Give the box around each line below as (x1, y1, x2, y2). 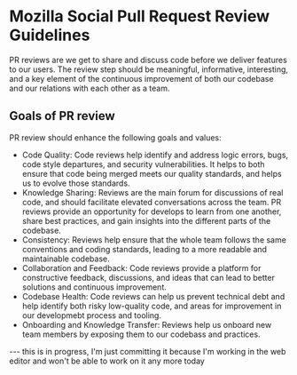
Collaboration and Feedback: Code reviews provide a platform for (21, 262, 262, 273)
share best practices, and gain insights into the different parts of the (21, 215, 271, 226)
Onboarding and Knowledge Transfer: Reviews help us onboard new (21, 319, 272, 330)
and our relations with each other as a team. (9, 83, 170, 93)
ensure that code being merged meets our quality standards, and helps (21, 168, 282, 179)
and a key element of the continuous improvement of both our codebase (9, 73, 274, 84)
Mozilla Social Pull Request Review (9, 6, 270, 27)
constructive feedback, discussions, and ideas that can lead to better (21, 272, 275, 283)
